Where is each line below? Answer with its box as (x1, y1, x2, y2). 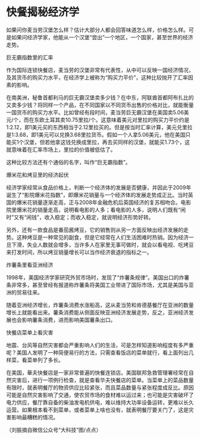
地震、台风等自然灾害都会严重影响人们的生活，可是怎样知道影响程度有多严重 (6, 341, 194, 349)
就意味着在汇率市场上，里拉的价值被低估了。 (6, 146, 116, 153)
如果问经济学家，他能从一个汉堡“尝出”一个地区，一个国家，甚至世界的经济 (11, 33, 193, 40)
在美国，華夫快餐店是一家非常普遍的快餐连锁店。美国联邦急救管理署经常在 (6, 369, 189, 376)
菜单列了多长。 (26, 356, 64, 363)
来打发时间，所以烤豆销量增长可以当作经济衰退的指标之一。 (6, 248, 152, 256)
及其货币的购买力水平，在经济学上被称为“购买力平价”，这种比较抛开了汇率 (6, 74, 189, 81)
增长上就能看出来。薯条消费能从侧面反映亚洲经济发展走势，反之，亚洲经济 (6, 309, 189, 316)
